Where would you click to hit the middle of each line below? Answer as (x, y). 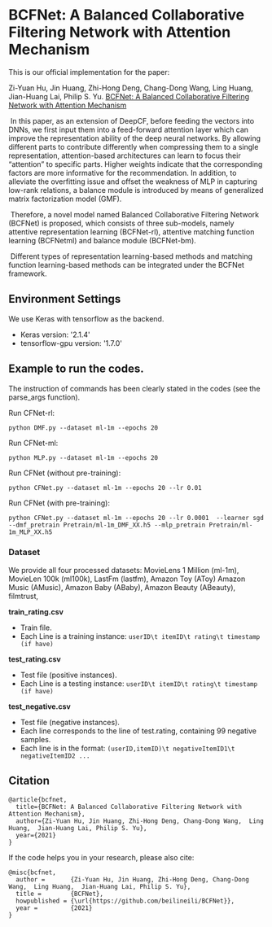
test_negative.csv (40, 706)
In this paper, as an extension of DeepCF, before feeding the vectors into (132, 120)
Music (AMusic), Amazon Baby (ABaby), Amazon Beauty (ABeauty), (122, 587)
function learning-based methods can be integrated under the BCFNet (126, 265)
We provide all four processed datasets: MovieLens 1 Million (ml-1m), (124, 570)
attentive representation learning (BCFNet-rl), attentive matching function (132, 232)
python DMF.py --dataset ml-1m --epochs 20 (83, 428)
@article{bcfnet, (38, 799)
